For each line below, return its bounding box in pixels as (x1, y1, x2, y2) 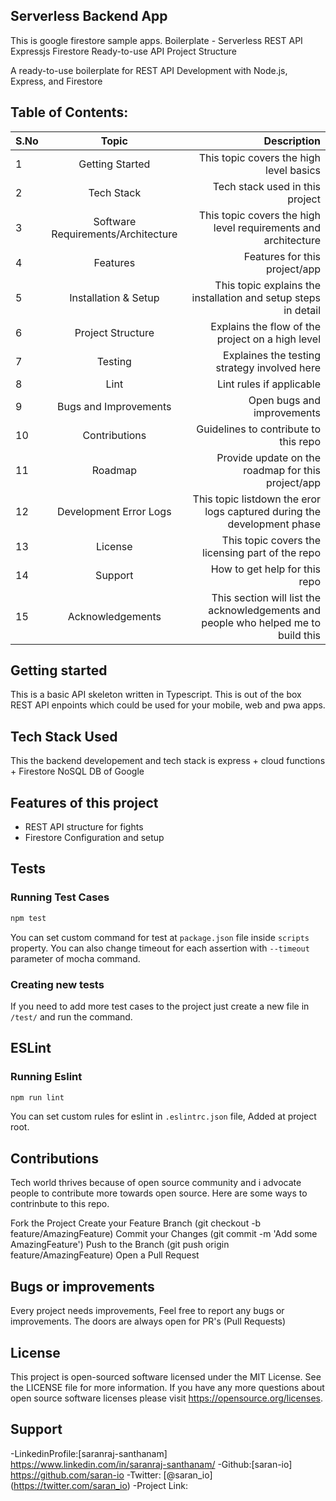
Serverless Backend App (10, 8, 168, 25)
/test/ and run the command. (10, 1010, 133, 1023)
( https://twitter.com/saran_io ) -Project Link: (10, 1479, 188, 1491)
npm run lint (10, 1092, 65, 1103)
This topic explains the (214, 278, 321, 292)
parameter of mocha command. (10, 952, 141, 964)
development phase (227, 517, 321, 531)
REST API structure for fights (24, 821, 144, 833)
